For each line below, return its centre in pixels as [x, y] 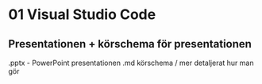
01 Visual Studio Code [82, 15]
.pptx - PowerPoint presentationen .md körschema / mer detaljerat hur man [131, 63]
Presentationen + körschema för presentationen [130, 44]
